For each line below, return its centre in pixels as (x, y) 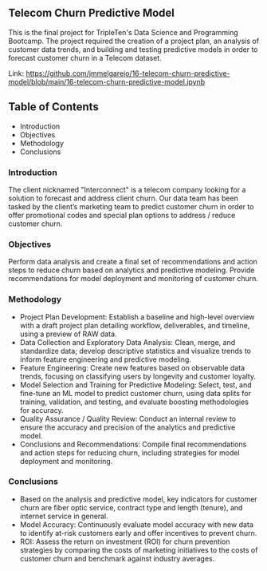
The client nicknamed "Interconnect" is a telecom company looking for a (127, 189)
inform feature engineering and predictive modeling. (105, 359)
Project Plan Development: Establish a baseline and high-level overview (137, 317)
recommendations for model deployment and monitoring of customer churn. (133, 279)
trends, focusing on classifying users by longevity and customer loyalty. (138, 376)
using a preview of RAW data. (68, 334)
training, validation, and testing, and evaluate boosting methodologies (134, 402)
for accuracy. (41, 410)
